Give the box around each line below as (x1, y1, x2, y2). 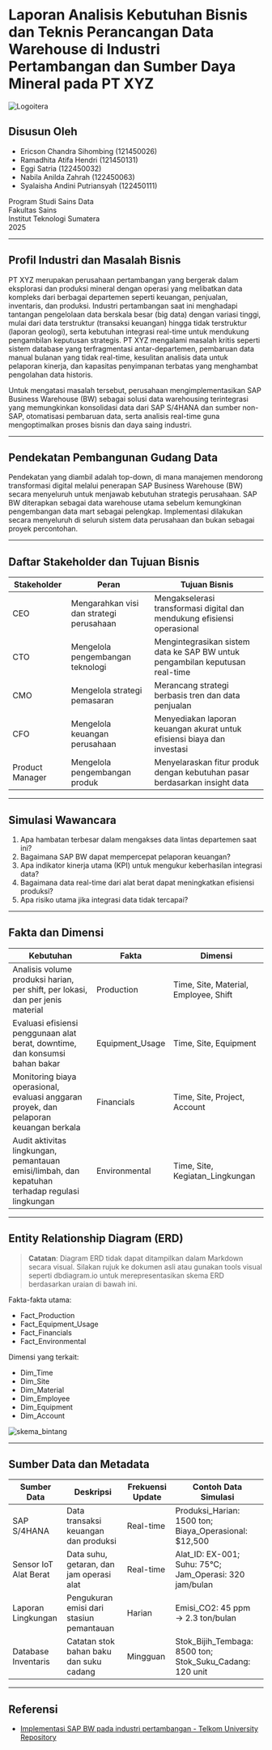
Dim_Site (19, 1376, 50, 1386)
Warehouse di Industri (8, 41, 160, 58)
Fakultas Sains (8, 205, 57, 215)
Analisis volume (12, 963, 73, 975)
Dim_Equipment (19, 1402, 73, 1411)
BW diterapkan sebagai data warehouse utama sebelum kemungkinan (8, 498, 242, 508)
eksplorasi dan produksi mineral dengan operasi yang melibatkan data (8, 284, 243, 293)
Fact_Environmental (19, 1336, 87, 1346)
